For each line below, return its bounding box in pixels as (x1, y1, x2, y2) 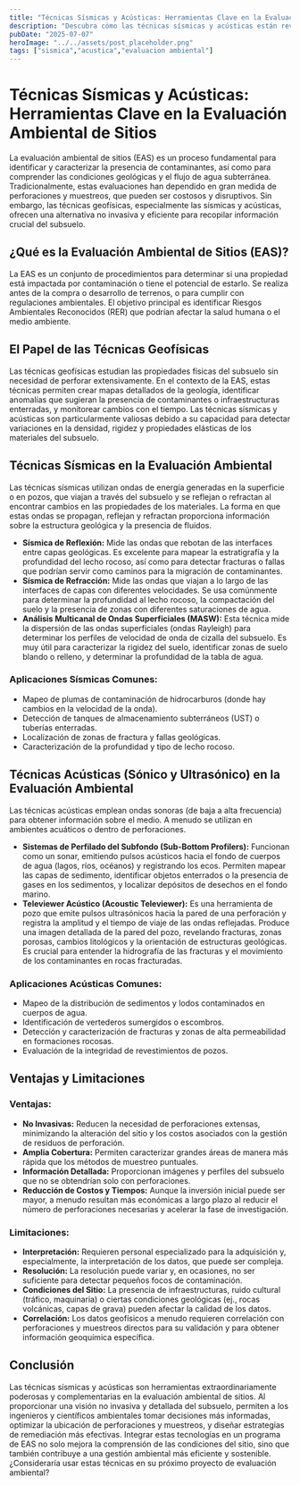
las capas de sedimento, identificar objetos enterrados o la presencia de (21, 869, 288, 881)
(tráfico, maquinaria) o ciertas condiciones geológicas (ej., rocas (21, 1294, 261, 1304)
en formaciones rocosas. (21, 1035, 114, 1046)
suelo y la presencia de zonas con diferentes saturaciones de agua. (21, 603, 271, 614)
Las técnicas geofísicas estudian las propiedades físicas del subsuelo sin (9, 366, 279, 376)
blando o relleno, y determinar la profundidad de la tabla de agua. (21, 651, 263, 662)
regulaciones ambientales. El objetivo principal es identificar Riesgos (9, 297, 262, 308)
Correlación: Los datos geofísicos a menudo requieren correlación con (21, 1312, 285, 1323)
